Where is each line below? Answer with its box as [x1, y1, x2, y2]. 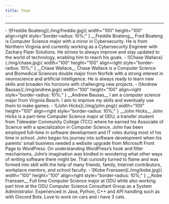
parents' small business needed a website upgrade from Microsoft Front [5, 140, 155, 146]
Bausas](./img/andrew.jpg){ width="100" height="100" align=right [5, 86, 142, 92]
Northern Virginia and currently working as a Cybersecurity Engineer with [5, 43, 157, 49]
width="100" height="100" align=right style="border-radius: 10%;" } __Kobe [5, 172, 162, 178]
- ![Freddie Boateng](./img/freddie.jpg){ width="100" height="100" [5, 27, 143, 33]
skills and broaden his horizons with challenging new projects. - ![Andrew [5, 81, 157, 87]
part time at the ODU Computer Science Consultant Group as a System [5, 183, 152, 189]
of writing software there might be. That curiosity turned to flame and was [5, 156, 158, 162]
